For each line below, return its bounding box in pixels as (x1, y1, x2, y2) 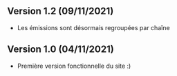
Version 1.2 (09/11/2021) (7, 5, 114, 17)
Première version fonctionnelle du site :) (17, 62, 131, 70)
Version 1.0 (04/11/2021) (7, 44, 114, 55)
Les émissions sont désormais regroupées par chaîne (17, 23, 171, 31)
